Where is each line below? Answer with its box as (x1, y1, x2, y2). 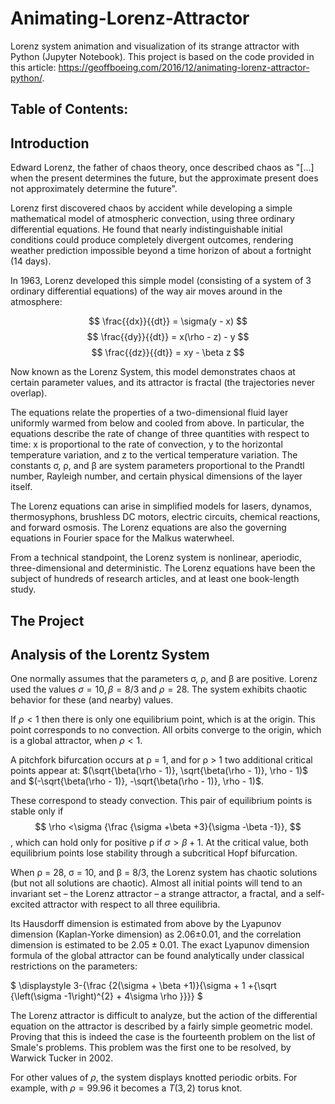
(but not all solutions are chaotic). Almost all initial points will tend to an (10, 877, 303, 889)
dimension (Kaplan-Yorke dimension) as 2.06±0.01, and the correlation (10, 928, 302, 941)
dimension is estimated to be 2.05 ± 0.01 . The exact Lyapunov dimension (10, 939, 310, 951)
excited (10, 898, 41, 911)
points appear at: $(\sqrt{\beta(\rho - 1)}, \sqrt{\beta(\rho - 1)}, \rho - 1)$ (10, 765, 308, 777)
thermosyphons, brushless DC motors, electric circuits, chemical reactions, (10, 511, 321, 523)
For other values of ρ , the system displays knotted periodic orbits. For (10, 1072, 298, 1084)
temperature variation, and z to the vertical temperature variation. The (10, 449, 298, 461)
